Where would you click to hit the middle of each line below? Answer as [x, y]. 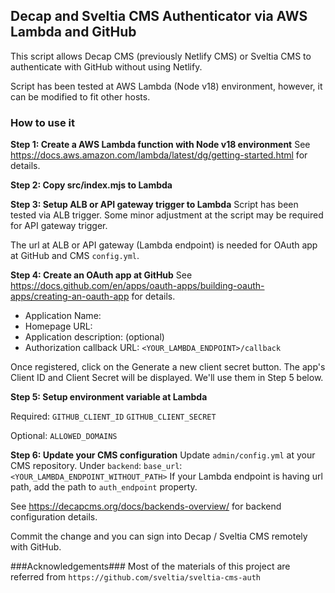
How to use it [42, 122]
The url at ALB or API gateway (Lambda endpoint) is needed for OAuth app [164, 245]
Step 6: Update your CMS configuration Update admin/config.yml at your [163, 455]
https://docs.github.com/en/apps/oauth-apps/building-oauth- [137, 286]
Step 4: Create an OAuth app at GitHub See [101, 275]
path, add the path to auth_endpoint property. [104, 487]
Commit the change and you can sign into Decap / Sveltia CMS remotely [159, 536]
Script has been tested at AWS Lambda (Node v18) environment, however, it [166, 86]
